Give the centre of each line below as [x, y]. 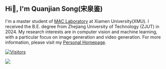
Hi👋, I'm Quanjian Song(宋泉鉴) [54, 9]
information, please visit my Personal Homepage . [56, 42]
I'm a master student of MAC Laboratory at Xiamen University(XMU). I [77, 21]
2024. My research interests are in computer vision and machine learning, [81, 32]
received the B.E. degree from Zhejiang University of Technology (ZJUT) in [82, 26]
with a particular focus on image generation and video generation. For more [83, 37]
